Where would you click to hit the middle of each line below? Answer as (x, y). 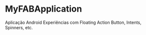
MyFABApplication (44, 9)
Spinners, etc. (19, 27)
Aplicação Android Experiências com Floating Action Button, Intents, (73, 22)
